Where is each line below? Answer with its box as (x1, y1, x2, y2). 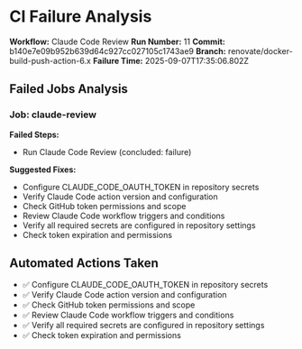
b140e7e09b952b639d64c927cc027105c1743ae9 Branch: (9, 45, 227, 56)
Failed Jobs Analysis (9, 81, 129, 96)
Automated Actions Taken (9, 255, 160, 271)
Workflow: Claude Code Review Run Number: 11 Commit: (9, 36, 225, 47)
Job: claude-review (9, 108, 97, 121)
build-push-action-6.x (9, 55, 92, 66)
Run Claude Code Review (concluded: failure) (22, 146, 192, 157)
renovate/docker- (228, 45, 293, 56)
